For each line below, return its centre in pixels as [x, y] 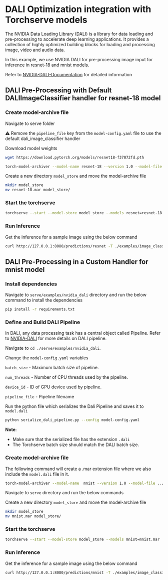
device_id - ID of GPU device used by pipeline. [53, 387]
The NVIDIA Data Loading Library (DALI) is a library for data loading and [79, 34]
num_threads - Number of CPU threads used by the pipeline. [67, 377]
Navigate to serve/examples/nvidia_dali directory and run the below [76, 295]
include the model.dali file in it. [37, 474]
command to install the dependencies [44, 300]
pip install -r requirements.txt [40, 310]
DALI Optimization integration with [78, 9]
